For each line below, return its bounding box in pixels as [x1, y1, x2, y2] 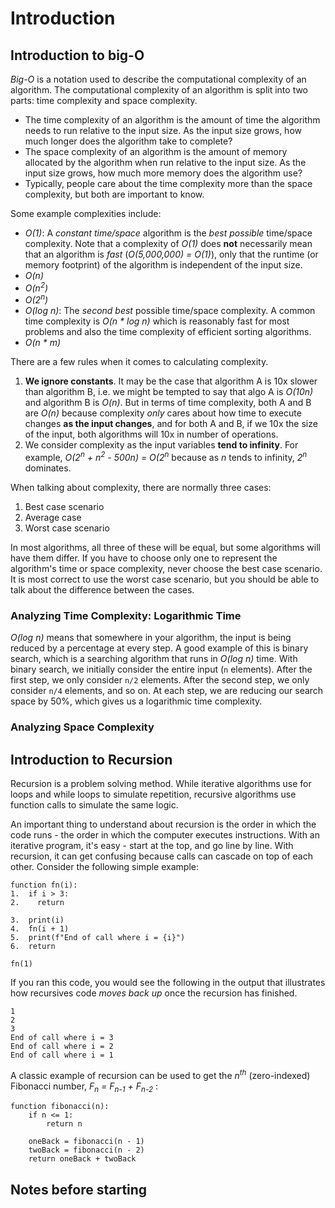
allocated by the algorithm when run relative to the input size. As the [24, 157, 307, 168]
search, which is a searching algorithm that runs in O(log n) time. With [10, 653, 298, 665]
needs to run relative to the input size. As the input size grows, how [24, 125, 302, 136]
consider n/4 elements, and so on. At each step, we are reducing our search [10, 685, 324, 697]
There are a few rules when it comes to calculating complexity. [10, 356, 269, 368]
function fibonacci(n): [10, 1102, 110, 1112]
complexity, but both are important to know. [24, 188, 205, 200]
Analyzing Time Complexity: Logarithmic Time [10, 608, 242, 622]
